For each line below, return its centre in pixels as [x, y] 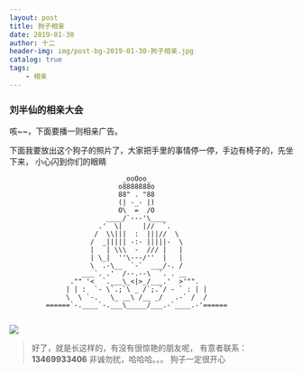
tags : [19, 69]
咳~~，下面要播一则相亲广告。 [66, 131]
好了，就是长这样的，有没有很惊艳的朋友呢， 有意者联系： [139, 348]
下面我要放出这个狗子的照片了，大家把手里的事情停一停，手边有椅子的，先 [147, 151]
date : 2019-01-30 [42, 34]
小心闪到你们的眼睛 [70, 162]
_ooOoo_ [137, 179]
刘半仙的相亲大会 [46, 109]
